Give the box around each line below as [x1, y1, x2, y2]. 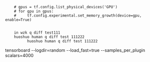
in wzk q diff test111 [14, 30, 60, 35]
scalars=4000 [5, 53, 34, 58]
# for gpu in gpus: [14, 9, 54, 14]
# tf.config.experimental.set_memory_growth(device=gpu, [14, 13, 142, 18]
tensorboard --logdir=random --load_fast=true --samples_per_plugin [5, 47, 145, 53]
